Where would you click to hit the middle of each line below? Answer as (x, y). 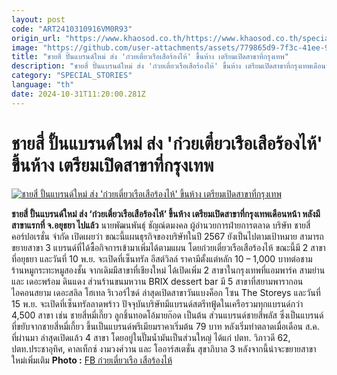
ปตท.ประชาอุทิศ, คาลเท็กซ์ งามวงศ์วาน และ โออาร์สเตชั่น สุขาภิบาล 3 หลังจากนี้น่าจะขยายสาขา (164, 348)
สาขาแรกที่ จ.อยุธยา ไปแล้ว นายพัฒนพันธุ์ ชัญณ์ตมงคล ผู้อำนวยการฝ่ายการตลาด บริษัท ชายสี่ (161, 225)
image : (25, 47)
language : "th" (43, 85)
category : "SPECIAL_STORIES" (72, 76)
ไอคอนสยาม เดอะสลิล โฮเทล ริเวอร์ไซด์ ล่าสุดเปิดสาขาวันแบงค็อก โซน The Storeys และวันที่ (166, 292)
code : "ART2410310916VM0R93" (72, 29)
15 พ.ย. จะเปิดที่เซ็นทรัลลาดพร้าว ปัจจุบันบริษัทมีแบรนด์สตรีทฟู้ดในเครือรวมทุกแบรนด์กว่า (157, 303)
